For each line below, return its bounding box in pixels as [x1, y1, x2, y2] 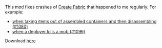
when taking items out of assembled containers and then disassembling [12, 19, 157, 24]
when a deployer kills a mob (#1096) [12, 29, 85, 34]
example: [5, 9, 23, 15]
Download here [5, 38, 36, 44]
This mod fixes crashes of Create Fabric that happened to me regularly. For [5, 4, 157, 10]
